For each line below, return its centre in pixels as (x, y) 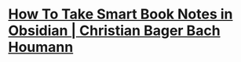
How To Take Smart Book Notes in (120, 14)
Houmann (41, 47)
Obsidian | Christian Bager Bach (115, 31)
